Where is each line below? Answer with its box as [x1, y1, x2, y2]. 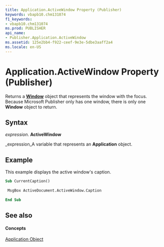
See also [5, 211, 32, 219]
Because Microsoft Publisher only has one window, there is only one [5, 98, 146, 104]
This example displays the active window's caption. [5, 169, 111, 175]
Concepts [5, 225, 26, 231]
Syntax [5, 118, 28, 126]
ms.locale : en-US [5, 44, 41, 49]
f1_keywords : [5, 16, 32, 21]
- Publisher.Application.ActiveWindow [5, 35, 86, 40]
